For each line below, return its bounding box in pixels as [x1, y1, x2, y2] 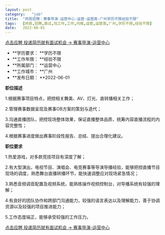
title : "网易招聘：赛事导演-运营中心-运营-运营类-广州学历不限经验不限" [5, 16, 139, 21]
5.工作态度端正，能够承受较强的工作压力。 [5, 214, 91, 220]
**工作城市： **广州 [12, 68, 53, 74]
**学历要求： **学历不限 [12, 50, 62, 56]
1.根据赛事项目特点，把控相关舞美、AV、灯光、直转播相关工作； [5, 95, 135, 101]
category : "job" [5, 12, 43, 17]
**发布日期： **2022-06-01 [12, 75, 70, 81]
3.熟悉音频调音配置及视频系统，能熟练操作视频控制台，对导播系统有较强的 [5, 181, 156, 187]
